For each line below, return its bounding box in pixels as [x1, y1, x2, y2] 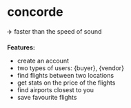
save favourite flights [17, 93, 77, 101]
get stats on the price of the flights [17, 78, 116, 87]
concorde [7, 4, 63, 20]
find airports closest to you [17, 85, 94, 94]
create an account [17, 56, 69, 65]
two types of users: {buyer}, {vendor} [17, 63, 124, 72]
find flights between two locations [17, 71, 114, 79]
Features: [7, 43, 36, 52]
